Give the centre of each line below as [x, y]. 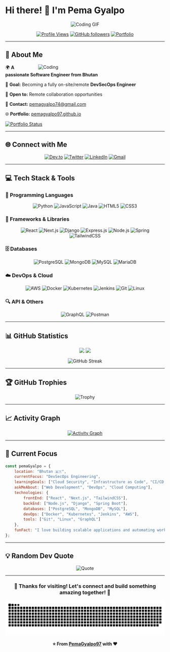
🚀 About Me [24, 55]
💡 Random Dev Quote [40, 556]
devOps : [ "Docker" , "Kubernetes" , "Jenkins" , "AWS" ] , [81, 514]
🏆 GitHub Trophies [36, 382]
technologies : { [32, 493]
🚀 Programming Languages [39, 195]
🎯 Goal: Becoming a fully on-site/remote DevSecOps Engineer [71, 84]
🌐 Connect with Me [36, 145]
